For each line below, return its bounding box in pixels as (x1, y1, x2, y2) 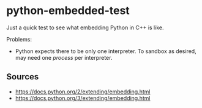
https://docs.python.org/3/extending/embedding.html (15, 94, 151, 101)
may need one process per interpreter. (15, 54, 113, 61)
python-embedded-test (6, 4, 130, 18)
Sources (6, 71, 39, 82)
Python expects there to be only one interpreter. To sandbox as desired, (15, 47, 197, 55)
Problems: (6, 35, 32, 43)
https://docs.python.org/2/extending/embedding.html (15, 88, 151, 95)
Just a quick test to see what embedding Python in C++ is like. (6, 24, 164, 31)
